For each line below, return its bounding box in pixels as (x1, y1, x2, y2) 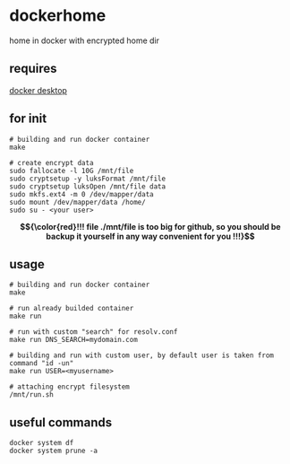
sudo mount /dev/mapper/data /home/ (9, 197, 146, 206)
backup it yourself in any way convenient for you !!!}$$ (46, 231, 255, 241)
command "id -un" (9, 359, 74, 368)
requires (9, 61, 57, 76)
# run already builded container (9, 304, 134, 313)
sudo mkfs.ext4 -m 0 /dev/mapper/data (9, 189, 154, 198)
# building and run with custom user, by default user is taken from (9, 351, 275, 360)
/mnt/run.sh (9, 390, 54, 399)
